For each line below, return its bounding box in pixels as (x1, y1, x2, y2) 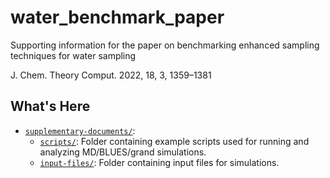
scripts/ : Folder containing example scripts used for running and (39, 135, 310, 147)
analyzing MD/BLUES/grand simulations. (39, 146, 207, 158)
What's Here (10, 98, 91, 115)
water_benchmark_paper (10, 6, 225, 29)
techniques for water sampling (10, 49, 137, 61)
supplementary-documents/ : (24, 124, 136, 136)
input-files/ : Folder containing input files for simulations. (39, 156, 280, 168)
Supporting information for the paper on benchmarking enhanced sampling (10, 39, 320, 51)
